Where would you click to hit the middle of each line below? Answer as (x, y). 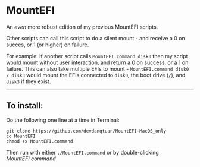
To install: (25, 105)
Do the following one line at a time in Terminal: (63, 120)
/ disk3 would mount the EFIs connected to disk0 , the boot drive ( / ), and (96, 75)
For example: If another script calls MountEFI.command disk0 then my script (97, 56)
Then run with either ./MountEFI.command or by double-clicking (82, 152)
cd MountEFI (21, 136)
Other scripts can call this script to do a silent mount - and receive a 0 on (96, 38)
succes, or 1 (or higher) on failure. (48, 45)
